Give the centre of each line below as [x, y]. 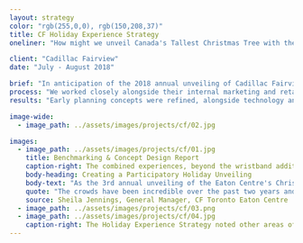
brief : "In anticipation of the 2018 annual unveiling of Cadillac [139, 84]
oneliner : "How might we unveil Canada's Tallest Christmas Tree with [145, 43]
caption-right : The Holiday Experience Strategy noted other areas [155, 225]
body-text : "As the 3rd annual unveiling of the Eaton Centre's [149, 183]
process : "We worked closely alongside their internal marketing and [143, 92]
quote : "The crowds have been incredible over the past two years [153, 191]
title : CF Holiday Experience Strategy [84, 34]
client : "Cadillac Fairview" [64, 59]
